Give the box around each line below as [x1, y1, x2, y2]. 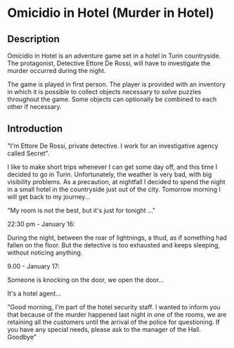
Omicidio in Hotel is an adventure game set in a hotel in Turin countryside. [7, 51, 221, 60]
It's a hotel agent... [7, 289, 62, 297]
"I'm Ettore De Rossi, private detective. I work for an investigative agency [7, 141, 219, 150]
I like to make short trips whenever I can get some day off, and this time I [7, 162, 218, 171]
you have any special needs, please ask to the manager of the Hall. [7, 325, 202, 333]
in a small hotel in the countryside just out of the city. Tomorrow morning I [7, 185, 221, 193]
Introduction [7, 123, 63, 135]
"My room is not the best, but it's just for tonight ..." [7, 206, 156, 214]
